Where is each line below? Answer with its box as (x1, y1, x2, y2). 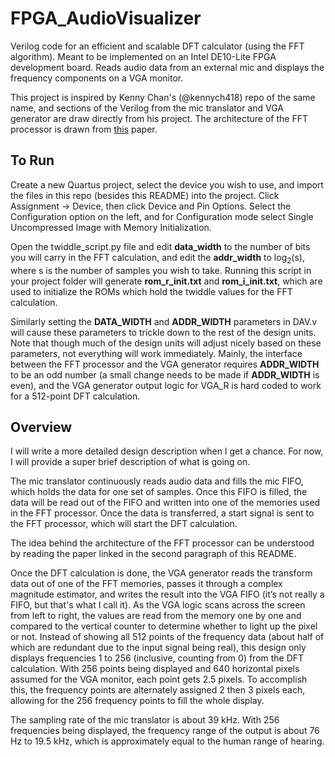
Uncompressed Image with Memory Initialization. (10, 221, 212, 233)
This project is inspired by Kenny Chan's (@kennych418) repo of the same (10, 91, 316, 103)
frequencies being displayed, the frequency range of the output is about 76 (10, 725, 320, 737)
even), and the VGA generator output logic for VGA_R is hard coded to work (10, 379, 322, 391)
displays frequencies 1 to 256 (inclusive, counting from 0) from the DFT (10, 652, 305, 664)
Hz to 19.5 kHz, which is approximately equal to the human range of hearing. (10, 735, 325, 747)
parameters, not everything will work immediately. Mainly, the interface (10, 347, 303, 359)
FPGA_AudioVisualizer (10, 7, 202, 30)
